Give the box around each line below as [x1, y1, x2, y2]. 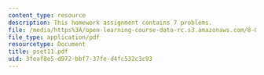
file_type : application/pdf [8, 33, 101, 41]
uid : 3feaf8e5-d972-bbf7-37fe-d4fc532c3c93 [8, 55, 153, 63]
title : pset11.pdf [8, 48, 68, 55]
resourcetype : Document [8, 41, 86, 48]
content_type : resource [8, 11, 86, 20]
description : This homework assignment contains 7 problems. [8, 19, 213, 27]
